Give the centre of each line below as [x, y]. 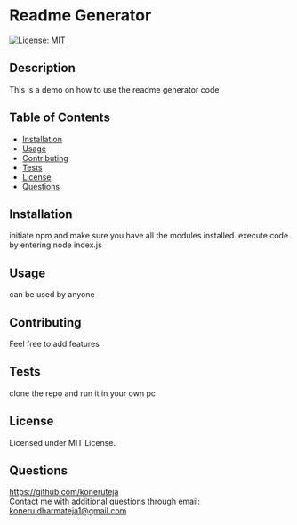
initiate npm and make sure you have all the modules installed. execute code [149, 236]
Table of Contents [60, 118]
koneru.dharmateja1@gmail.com [68, 511]
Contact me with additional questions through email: [104, 501]
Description [42, 68]
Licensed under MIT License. [62, 442]
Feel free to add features [54, 344]
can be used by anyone [52, 295]
